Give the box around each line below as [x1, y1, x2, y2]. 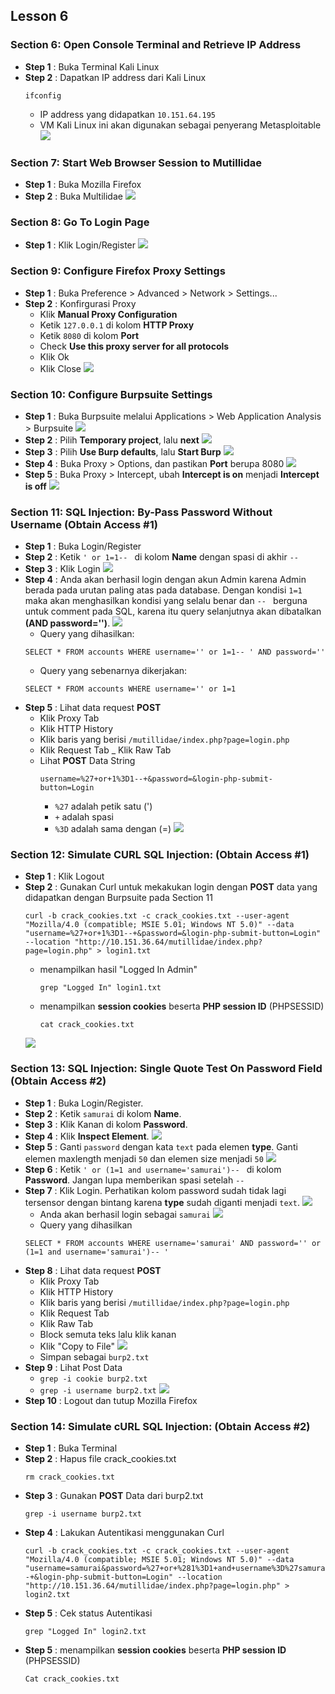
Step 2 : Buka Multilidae [24, 190, 123, 202]
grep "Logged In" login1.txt [39, 983, 162, 993]
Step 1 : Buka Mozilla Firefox [24, 178, 142, 190]
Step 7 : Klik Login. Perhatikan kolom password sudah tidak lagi [24, 1184, 287, 1196]
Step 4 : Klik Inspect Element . [24, 1130, 150, 1142]
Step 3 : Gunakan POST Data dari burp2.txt [24, 1490, 204, 1502]
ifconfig [24, 90, 62, 101]
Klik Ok [39, 350, 70, 363]
